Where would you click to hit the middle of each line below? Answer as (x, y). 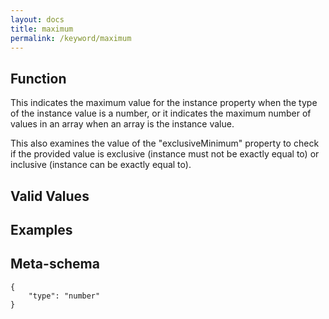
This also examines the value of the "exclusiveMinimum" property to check (165, 143)
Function (38, 78)
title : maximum (42, 29)
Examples (41, 229)
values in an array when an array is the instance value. (122, 124)
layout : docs (37, 19)
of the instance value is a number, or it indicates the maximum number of (161, 113)
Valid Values (50, 196)
